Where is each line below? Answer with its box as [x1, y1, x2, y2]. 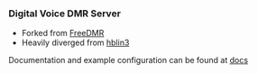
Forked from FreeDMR [21, 28, 105, 39]
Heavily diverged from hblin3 [21, 37, 130, 48]
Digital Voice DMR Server [8, 7, 121, 20]
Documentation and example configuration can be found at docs [8, 55, 249, 66]
